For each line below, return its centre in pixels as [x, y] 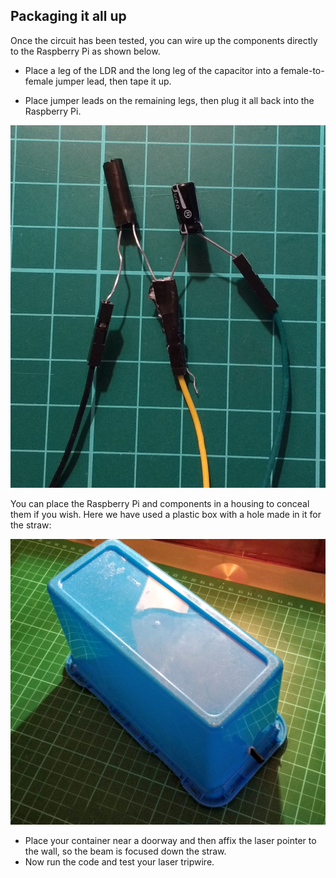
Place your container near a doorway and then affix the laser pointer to [170, 840]
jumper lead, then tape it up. [113, 81]
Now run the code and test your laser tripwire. [119, 861]
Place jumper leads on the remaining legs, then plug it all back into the [169, 100]
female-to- [302, 70]
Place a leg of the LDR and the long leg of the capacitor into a [151, 70]
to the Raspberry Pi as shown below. [85, 51]
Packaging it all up [68, 16]
